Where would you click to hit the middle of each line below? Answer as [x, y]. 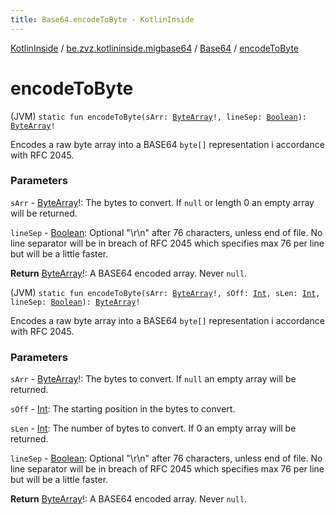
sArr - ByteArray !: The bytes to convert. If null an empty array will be [153, 379]
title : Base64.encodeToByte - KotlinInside [102, 19]
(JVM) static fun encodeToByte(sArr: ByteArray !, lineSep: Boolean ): [159, 116]
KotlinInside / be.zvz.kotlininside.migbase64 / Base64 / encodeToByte [154, 48]
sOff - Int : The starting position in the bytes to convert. [123, 409]
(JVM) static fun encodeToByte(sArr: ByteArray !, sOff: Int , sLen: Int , [165, 292]
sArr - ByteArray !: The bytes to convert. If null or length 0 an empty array [162, 202]
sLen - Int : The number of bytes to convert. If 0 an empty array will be [153, 428]
